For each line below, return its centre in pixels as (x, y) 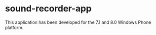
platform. (14, 27)
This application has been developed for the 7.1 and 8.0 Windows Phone (78, 22)
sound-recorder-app (48, 9)
